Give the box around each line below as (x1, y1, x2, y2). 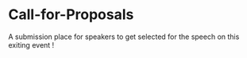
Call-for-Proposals (8, 6, 134, 24)
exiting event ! (8, 40, 55, 49)
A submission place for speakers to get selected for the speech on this (8, 32, 240, 41)
